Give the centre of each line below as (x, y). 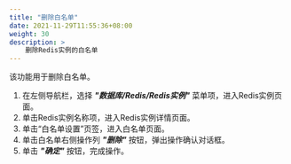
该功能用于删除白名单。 (52, 77)
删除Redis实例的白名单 (62, 51)
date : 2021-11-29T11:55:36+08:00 (71, 26)
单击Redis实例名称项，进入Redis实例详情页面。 (108, 118)
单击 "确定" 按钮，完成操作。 (75, 151)
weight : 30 (29, 34)
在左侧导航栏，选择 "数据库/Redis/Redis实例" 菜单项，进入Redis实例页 (152, 96)
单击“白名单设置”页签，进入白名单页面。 (96, 129)
